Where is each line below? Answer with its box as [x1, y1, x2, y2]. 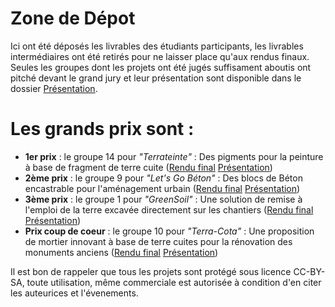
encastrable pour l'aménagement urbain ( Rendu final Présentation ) [24, 182, 301, 194]
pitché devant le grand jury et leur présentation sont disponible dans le [10, 72, 302, 84]
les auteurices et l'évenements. [10, 287, 139, 299]
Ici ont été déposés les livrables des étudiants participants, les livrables [10, 40, 304, 52]
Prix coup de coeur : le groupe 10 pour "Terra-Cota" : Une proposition [24, 225, 315, 237]
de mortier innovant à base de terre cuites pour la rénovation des [24, 235, 293, 247]
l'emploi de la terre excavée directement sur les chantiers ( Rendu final [24, 203, 314, 216]
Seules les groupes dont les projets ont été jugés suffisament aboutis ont [10, 61, 312, 73]
